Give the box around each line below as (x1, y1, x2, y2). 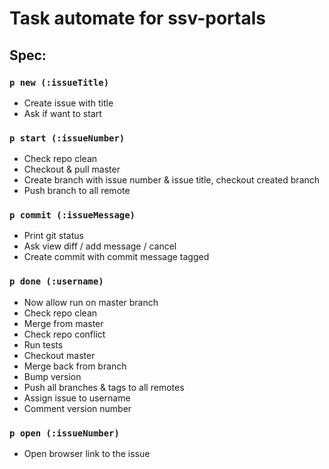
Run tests (23, 338, 64, 351)
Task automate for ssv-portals (9, 7, 266, 30)
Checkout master (23, 349, 96, 361)
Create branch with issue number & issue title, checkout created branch (23, 174, 321, 186)
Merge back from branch (23, 360, 127, 372)
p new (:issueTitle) (9, 77, 110, 88)
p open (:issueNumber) (9, 427, 120, 439)
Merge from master (23, 317, 104, 329)
